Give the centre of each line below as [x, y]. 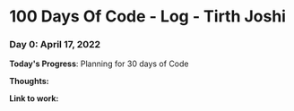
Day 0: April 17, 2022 [55, 45]
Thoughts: [29, 81]
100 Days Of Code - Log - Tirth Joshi [148, 17]
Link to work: [34, 98]
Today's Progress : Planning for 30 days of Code [99, 64]
